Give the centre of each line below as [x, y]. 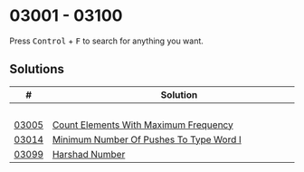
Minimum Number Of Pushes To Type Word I [147, 139]
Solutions [37, 69]
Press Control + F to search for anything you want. [106, 41]
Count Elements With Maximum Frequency [142, 125]
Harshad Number [89, 154]
